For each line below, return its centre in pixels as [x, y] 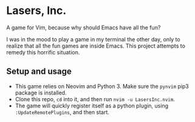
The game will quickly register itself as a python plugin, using [92, 106]
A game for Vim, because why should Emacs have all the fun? [84, 27]
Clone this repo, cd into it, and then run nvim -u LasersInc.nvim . [95, 99]
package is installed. [41, 93]
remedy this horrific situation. [43, 52]
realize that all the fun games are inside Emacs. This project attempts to [96, 46]
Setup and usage [39, 72]
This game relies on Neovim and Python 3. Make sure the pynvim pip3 [102, 86]
